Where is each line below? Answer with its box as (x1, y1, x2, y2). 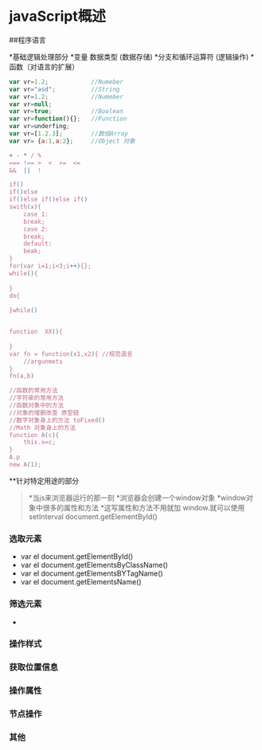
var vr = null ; (9, 100, 53, 108)
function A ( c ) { (9, 431, 60, 439)
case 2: (23, 225, 49, 233)
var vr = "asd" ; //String (9, 85, 120, 93)
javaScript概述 (9, 7, 106, 25)
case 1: (23, 210, 49, 218)
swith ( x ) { (9, 203, 42, 211)
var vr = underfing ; (9, 123, 70, 131)
